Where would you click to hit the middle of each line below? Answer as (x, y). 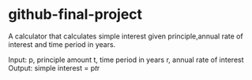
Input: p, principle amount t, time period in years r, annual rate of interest (126, 60)
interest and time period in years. (62, 44)
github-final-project (75, 15)
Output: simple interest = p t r (54, 67)
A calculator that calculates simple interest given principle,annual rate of (126, 36)
